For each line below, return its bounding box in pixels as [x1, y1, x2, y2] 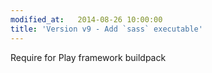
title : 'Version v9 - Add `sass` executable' [10, 24, 203, 34]
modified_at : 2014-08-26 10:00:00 [10, 14, 163, 25]
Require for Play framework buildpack [10, 51, 167, 63]
